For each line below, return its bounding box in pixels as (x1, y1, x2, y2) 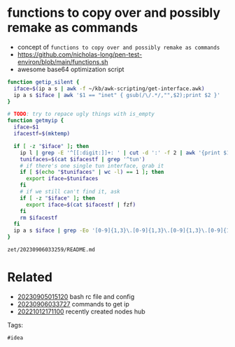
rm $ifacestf (20, 214, 58, 221)
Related (7, 270, 52, 286)
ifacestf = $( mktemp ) (13, 131, 71, 138)
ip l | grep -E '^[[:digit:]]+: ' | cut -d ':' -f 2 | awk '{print (20, 149, 221, 156)
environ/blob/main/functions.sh (17, 57, 108, 66)
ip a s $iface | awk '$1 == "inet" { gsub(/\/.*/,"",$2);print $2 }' (13, 91, 220, 98)
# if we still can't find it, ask (20, 189, 120, 195)
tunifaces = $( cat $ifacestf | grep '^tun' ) (20, 156, 145, 163)
